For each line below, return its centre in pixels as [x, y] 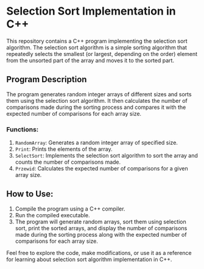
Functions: [23, 129]
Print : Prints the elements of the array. [64, 149]
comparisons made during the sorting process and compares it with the [96, 107]
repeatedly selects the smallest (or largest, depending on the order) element [102, 54]
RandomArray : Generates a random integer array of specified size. [97, 143]
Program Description [47, 79]
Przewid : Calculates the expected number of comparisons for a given [101, 169]
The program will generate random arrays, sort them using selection [101, 222]
